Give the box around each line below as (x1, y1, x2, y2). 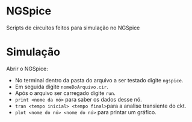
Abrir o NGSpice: (6, 65, 48, 72)
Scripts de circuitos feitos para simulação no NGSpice (6, 24, 140, 31)
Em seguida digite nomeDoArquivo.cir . (14, 83, 108, 90)
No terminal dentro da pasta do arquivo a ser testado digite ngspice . (14, 76, 184, 84)
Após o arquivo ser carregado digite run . (14, 89, 116, 97)
